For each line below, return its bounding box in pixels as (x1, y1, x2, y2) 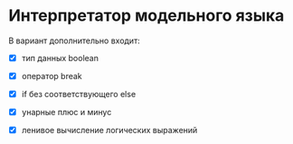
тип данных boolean (21, 52, 99, 63)
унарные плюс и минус (21, 107, 112, 118)
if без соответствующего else (21, 89, 137, 100)
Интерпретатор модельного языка (8, 5, 285, 26)
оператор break (21, 71, 82, 81)
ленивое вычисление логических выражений (21, 125, 198, 136)
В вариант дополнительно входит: (8, 35, 141, 46)
